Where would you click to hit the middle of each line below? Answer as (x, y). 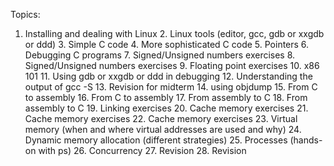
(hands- (306, 140)
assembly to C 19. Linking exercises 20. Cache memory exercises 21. (166, 108)
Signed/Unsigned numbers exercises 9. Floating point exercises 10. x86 (172, 65)
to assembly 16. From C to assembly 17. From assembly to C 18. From (166, 97)
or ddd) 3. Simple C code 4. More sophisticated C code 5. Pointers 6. (167, 44)
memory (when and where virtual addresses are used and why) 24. (163, 129)
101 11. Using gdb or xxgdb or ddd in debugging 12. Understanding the (168, 76)
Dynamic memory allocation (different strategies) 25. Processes (156, 140)
